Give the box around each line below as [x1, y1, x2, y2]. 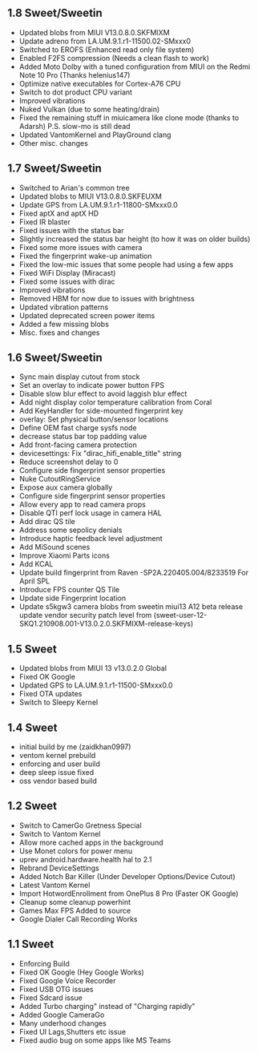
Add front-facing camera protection [18, 440, 137, 450]
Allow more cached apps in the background [18, 837, 163, 847]
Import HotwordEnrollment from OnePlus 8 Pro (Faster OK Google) [18, 889, 239, 898]
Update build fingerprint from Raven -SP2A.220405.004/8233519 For [18, 568, 249, 578]
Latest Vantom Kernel [18, 880, 91, 890]
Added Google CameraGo [18, 1010, 105, 1019]
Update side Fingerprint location [18, 593, 126, 603]
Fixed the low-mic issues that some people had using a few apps [18, 260, 234, 269]
